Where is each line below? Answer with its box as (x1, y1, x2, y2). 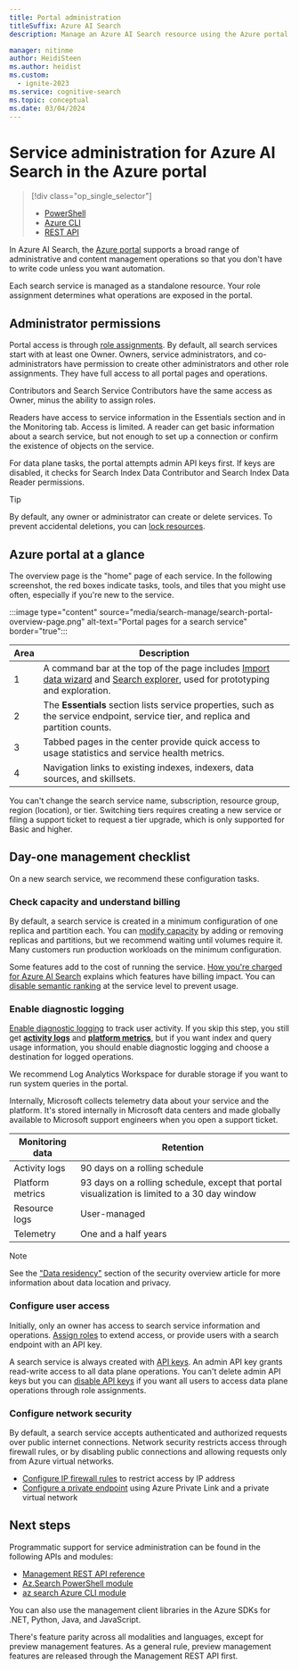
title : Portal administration (9, 12, 122, 22)
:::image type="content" (9, 606, 98, 617)
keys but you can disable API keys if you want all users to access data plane (9, 1375, 288, 1386)
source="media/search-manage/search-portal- (99, 606, 273, 617)
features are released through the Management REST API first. (9, 1650, 238, 1661)
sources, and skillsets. (43, 772, 136, 785)
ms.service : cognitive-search (9, 87, 122, 96)
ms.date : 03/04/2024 (9, 104, 86, 112)
